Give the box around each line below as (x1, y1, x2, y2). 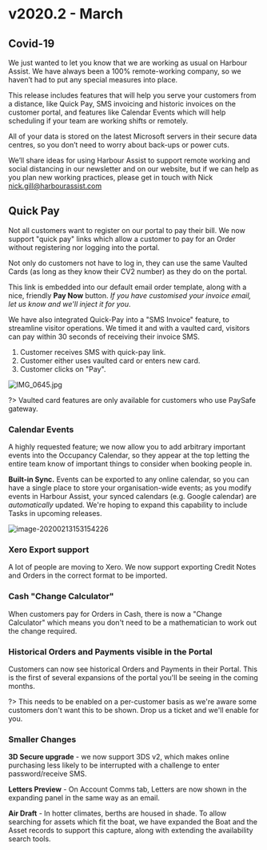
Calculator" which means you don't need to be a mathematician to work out (8, 618, 257, 627)
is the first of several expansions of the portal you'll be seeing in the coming (8, 673, 258, 682)
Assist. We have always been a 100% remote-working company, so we (8, 66, 241, 76)
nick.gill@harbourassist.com (8, 181, 102, 191)
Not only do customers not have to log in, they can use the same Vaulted (8, 258, 248, 268)
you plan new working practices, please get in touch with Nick (8, 173, 213, 182)
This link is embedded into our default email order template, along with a (8, 282, 247, 292)
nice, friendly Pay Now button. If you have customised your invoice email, (8, 290, 252, 300)
